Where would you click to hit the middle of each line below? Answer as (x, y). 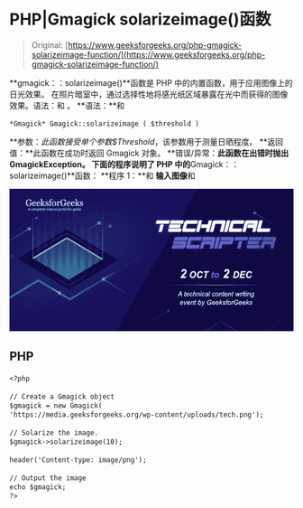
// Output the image (48, 478)
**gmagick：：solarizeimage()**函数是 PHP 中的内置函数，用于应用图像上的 (151, 82)
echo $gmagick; (38, 487)
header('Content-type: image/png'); (78, 460)
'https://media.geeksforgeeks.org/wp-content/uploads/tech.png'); (137, 414)
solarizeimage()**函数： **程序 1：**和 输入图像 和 (102, 175)
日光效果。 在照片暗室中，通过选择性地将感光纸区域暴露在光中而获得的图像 (149, 94)
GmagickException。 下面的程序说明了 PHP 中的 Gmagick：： (124, 164)
